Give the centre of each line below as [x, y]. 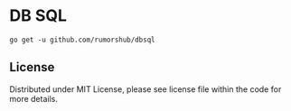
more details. [34, 98]
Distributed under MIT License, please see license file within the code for [145, 89]
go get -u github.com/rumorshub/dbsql [82, 40]
